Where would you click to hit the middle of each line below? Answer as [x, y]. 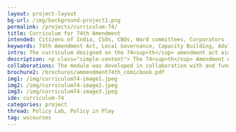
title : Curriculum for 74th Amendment [64, 33]
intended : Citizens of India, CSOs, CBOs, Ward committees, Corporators [116, 40]
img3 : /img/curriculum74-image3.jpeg [63, 91]
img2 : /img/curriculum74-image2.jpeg [63, 85]
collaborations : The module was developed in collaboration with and [111, 66]
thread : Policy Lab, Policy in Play [61, 111]
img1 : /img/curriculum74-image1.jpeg [63, 79]
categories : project [38, 105]
